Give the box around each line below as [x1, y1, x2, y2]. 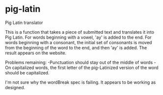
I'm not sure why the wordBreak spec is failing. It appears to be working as [5, 79, 156, 85]
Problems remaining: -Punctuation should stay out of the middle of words [5, 59, 153, 65]
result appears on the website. [5, 50, 67, 56]
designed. [5, 84, 25, 90]
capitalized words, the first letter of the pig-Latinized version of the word [12, 65, 159, 71]
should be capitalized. [5, 70, 50, 75]
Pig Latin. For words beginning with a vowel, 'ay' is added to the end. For [5, 34, 152, 40]
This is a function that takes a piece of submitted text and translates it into [5, 29, 154, 35]
